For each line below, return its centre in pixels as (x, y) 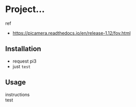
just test (22, 66)
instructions (18, 94)
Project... (25, 9)
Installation (23, 49)
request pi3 (24, 61)
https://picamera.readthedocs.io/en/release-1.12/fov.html (72, 33)
